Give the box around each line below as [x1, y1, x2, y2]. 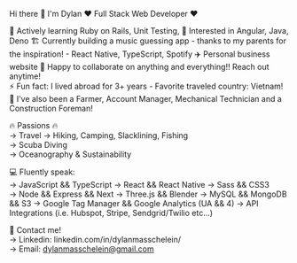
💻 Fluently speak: [9, 166, 75, 177]
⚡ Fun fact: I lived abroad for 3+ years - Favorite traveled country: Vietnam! [9, 81, 284, 91]
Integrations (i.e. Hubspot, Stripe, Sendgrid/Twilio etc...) [9, 208, 214, 218]
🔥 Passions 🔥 [9, 120, 59, 130]
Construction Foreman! [9, 103, 93, 113]
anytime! [9, 71, 42, 81]
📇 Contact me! [9, 225, 62, 235]
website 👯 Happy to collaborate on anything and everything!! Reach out [9, 62, 270, 72]
